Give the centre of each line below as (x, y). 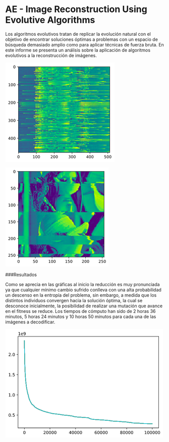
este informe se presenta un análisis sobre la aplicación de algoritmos (78, 50)
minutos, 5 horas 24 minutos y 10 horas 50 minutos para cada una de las (81, 316)
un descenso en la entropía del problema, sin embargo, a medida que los (81, 295)
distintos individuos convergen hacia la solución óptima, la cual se (74, 300)
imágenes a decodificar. (30, 322)
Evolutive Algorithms (50, 20)
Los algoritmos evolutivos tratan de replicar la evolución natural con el (78, 34)
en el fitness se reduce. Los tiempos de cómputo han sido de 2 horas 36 (80, 311)
